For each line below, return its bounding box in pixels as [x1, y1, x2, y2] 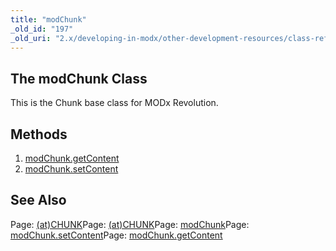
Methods [10, 126, 68, 143]
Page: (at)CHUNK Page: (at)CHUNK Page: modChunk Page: [10, 218, 250, 230]
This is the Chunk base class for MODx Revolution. [10, 97, 219, 109]
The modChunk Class [10, 70, 148, 87]
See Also [10, 192, 67, 209]
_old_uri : [10, 33, 52, 43]
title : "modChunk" [10, 14, 87, 25]
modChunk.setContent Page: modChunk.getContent [10, 229, 223, 241]
